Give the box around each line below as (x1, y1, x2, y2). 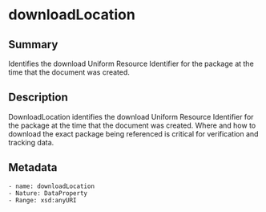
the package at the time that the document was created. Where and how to (8, 120, 256, 130)
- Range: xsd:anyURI (8, 196, 78, 204)
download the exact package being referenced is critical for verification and (8, 128, 259, 138)
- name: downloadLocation (8, 182, 95, 190)
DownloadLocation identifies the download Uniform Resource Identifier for (8, 112, 254, 121)
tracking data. (8, 137, 54, 147)
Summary (8, 38, 58, 51)
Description (8, 91, 68, 104)
